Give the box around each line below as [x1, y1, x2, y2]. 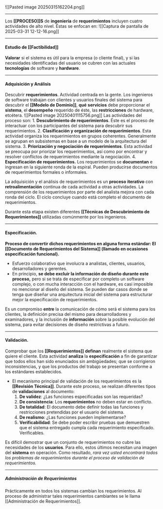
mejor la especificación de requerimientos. [12, 296, 98, 302]
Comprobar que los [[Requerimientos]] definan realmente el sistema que [5, 348, 152, 354]
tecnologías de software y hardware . [5, 65, 80, 71]
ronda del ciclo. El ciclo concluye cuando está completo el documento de [5, 194, 151, 200]
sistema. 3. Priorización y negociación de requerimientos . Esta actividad [5, 144, 152, 149]
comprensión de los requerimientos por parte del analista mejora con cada [5, 189, 154, 195]
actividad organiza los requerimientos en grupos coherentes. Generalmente [5, 133, 156, 139]
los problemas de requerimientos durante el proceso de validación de [5, 454, 145, 460]
